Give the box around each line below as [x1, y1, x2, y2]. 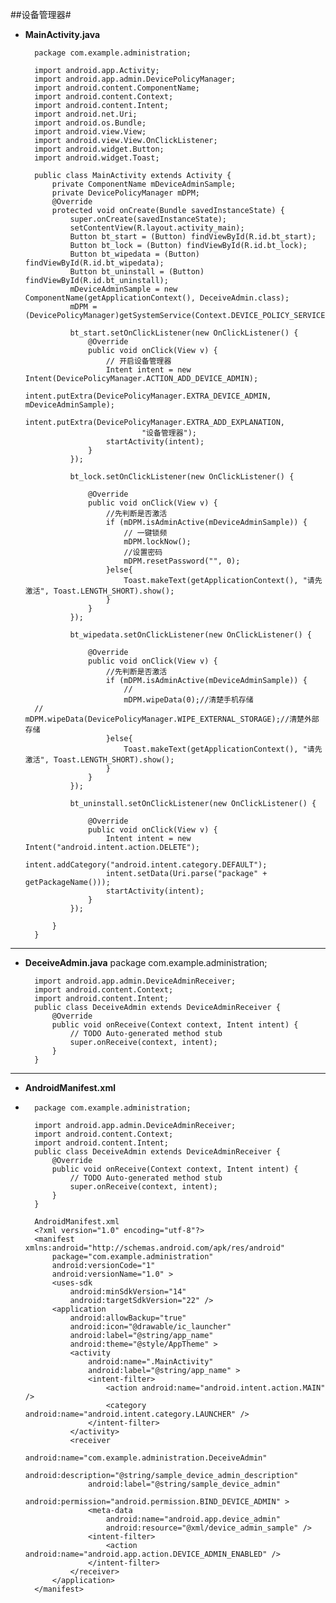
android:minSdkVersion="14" [69, 1287, 187, 1297]
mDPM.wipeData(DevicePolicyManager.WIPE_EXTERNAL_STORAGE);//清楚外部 [24, 714, 320, 724]
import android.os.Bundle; [34, 118, 147, 128]
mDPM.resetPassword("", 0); [123, 556, 241, 566]
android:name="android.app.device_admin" [105, 1514, 281, 1524]
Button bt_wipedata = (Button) [69, 249, 200, 259]
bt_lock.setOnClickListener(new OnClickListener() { [69, 472, 295, 482]
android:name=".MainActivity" [88, 1357, 214, 1367]
